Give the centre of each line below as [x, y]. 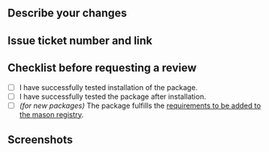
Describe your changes [67, 13]
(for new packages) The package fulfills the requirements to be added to [140, 105]
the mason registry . [51, 114]
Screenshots [40, 140]
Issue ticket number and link [80, 41]
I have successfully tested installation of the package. [108, 87]
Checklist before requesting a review [102, 68]
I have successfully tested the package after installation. [112, 97]
